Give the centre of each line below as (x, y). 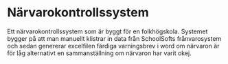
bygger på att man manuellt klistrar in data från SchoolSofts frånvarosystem (114, 38)
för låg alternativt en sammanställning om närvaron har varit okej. (100, 53)
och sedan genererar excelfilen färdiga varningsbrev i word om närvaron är (113, 46)
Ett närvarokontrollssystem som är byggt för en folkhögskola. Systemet (107, 31)
